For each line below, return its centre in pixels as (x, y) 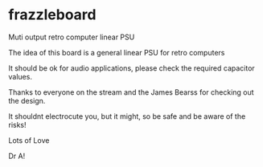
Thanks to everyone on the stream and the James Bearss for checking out (131, 92)
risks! (17, 124)
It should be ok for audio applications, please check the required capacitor (131, 68)
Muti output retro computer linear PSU (72, 37)
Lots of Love (29, 140)
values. (20, 76)
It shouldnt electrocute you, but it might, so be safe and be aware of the (127, 116)
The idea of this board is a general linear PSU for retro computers (117, 52)
